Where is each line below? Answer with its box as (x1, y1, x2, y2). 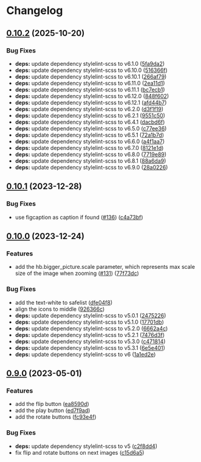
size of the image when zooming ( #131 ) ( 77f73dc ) (15, 269, 140, 277)
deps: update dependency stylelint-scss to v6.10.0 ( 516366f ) (15, 66, 168, 74)
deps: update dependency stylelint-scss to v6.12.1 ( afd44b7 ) (15, 99, 167, 106)
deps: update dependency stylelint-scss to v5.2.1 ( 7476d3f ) (15, 331, 165, 338)
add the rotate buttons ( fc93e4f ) (15, 413, 97, 421)
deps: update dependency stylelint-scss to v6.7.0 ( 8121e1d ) (15, 144, 164, 151)
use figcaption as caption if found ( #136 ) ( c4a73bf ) (15, 213, 144, 221)
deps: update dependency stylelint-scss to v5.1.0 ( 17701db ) (15, 318, 164, 325)
